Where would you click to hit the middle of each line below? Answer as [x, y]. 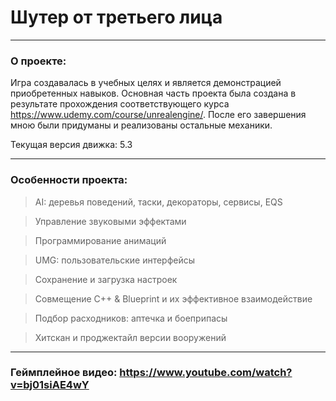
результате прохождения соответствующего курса [120, 104]
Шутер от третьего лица [116, 17]
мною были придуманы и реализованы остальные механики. [141, 125]
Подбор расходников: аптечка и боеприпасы [131, 318]
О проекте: [38, 61]
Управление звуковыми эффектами [110, 221]
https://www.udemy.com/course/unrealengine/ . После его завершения [158, 115]
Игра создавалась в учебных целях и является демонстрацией [146, 83]
